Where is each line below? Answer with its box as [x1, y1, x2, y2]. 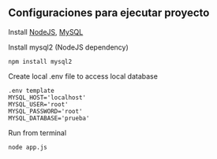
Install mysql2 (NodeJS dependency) [8, 43, 129, 52]
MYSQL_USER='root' [8, 100, 69, 109]
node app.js [8, 143, 47, 151]
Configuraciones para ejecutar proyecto [8, 6, 210, 20]
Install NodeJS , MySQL [8, 27, 84, 36]
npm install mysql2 [8, 57, 73, 65]
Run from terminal [8, 128, 67, 137]
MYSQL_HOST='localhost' [8, 94, 87, 102]
